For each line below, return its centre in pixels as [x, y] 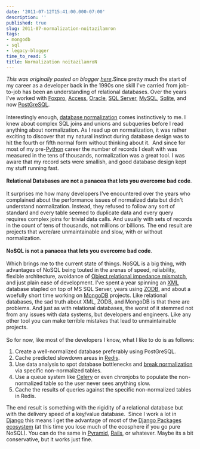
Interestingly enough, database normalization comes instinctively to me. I [96, 117]
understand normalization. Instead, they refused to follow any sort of [90, 206]
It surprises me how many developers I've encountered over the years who [99, 193]
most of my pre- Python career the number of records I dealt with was [92, 149]
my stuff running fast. [33, 168]
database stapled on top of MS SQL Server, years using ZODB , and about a [99, 289]
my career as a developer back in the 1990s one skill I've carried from [92, 85]
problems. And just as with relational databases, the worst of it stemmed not [100, 308]
